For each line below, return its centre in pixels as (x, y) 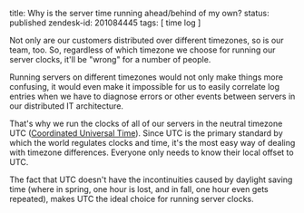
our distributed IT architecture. (67, 106)
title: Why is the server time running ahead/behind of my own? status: (139, 13)
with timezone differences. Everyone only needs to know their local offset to (152, 152)
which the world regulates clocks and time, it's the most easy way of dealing (152, 143)
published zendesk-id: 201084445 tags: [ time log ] (105, 23)
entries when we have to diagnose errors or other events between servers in (152, 96)
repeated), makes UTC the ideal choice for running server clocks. (132, 199)
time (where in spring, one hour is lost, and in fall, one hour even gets (139, 189)
